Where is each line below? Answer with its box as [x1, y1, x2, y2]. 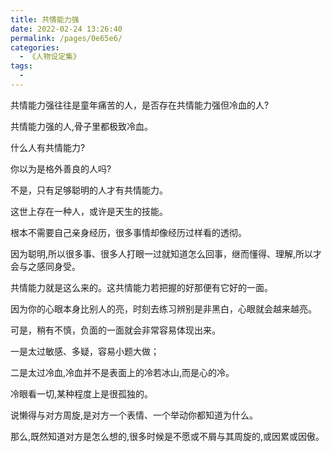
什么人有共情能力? [10, 141, 86, 153]
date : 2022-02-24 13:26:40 [10, 24, 123, 34]
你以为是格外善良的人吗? [10, 162, 112, 175]
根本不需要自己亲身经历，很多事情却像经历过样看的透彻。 [10, 226, 247, 238]
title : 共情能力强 [10, 14, 80, 25]
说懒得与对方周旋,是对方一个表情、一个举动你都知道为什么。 [10, 409, 259, 421]
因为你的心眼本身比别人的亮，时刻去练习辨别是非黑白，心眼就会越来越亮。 [10, 302, 317, 315]
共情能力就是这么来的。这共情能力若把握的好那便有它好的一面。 [10, 281, 273, 293]
